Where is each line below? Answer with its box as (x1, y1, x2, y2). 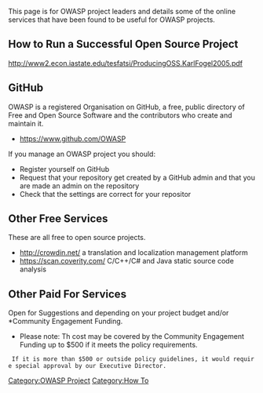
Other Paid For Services (8, 287, 127, 300)
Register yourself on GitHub (19, 164, 110, 173)
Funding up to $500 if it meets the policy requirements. (19, 340, 198, 350)
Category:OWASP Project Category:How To (8, 376, 149, 385)
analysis (19, 264, 47, 274)
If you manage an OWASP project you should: (8, 149, 155, 158)
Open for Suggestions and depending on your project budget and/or (8, 308, 229, 318)
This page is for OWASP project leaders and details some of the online (8, 7, 236, 16)
